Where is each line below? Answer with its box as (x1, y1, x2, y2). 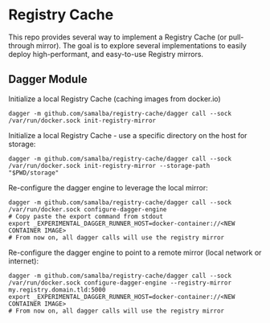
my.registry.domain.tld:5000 (8, 285, 106, 294)
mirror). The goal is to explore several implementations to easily (35, 40, 247, 50)
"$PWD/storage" (8, 169, 59, 177)
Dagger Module (8, 72, 88, 86)
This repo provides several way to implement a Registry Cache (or (8, 32, 227, 42)
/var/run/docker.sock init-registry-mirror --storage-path (8, 161, 211, 170)
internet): (8, 256, 39, 266)
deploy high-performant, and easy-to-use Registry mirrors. (8, 49, 203, 59)
